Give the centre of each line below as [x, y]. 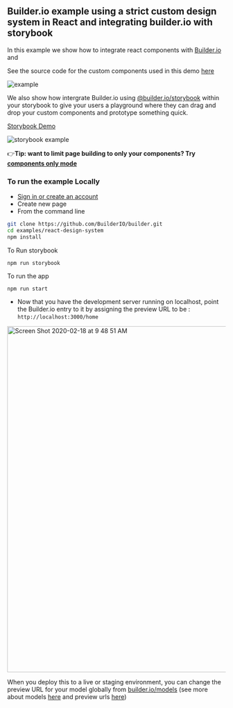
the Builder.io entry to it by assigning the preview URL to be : [104, 309]
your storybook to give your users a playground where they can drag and [112, 105]
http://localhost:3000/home [58, 317]
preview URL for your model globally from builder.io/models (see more [107, 689]
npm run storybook [34, 263]
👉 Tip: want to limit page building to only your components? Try [101, 153]
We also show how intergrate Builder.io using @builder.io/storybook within [113, 97]
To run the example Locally [54, 182]
